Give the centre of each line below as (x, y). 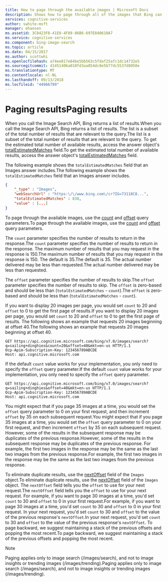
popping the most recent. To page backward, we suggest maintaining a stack (84, 533)
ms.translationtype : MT (30, 71)
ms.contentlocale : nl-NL (31, 75)
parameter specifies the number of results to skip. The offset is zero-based (83, 285)
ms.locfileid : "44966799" (32, 84)
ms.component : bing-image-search (40, 43)
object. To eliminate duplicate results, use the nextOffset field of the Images (82, 480)
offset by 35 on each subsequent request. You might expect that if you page (84, 416)
